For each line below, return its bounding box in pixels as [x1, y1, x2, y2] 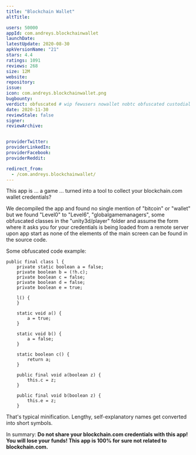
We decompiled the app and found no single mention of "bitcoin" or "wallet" [6, 205, 191, 212]
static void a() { [16, 310, 62, 316]
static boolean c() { [16, 352, 69, 357]
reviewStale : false [6, 112, 54, 118]
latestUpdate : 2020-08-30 [6, 41, 69, 47]
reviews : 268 [6, 63, 38, 69]
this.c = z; [27, 377, 57, 383]
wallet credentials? [6, 193, 52, 200]
